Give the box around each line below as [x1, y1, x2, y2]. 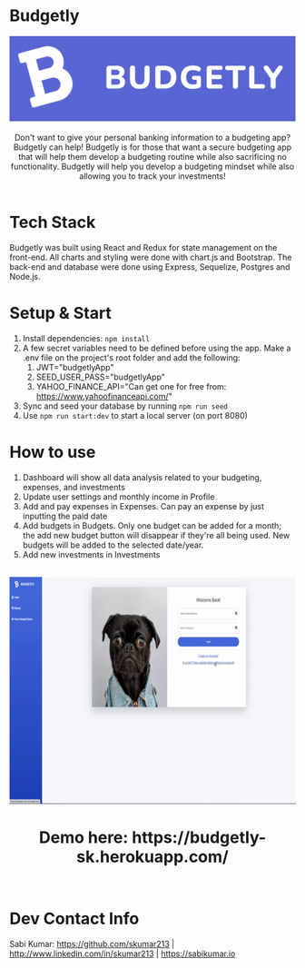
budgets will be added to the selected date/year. [22, 539, 204, 550]
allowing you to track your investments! [79, 170, 226, 182]
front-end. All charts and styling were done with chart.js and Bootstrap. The [9, 252, 292, 262]
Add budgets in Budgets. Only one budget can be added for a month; [22, 519, 282, 531]
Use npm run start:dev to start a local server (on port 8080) [22, 410, 248, 420]
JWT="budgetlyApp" [35, 361, 114, 372]
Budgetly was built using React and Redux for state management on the [9, 242, 278, 252]
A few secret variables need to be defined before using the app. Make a [22, 342, 291, 353]
